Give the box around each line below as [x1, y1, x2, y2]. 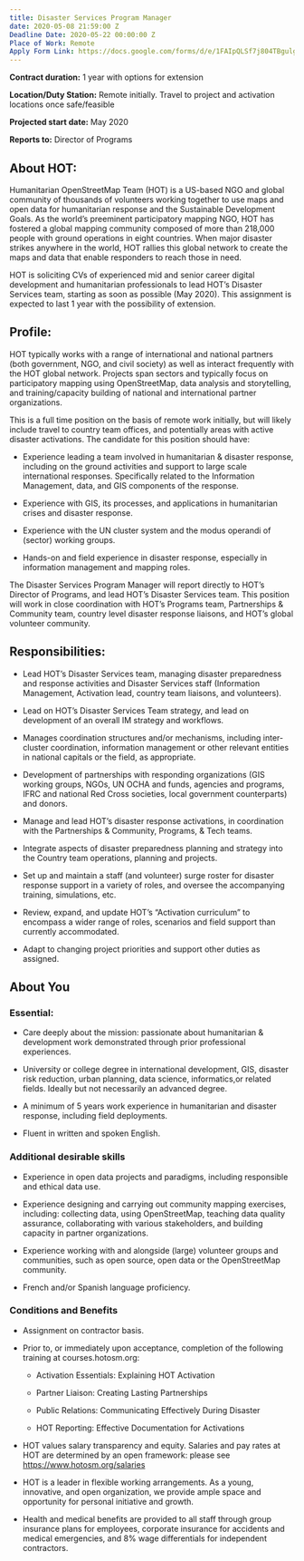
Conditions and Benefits [9, 1304, 119, 1317]
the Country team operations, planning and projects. [22, 852, 218, 863]
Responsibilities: [9, 645, 106, 660]
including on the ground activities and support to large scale [22, 461, 247, 471]
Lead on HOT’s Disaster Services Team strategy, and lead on [22, 704, 250, 716]
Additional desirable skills [9, 1150, 126, 1163]
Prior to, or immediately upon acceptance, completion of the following [22, 1343, 283, 1353]
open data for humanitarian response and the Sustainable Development [9, 203, 276, 214]
